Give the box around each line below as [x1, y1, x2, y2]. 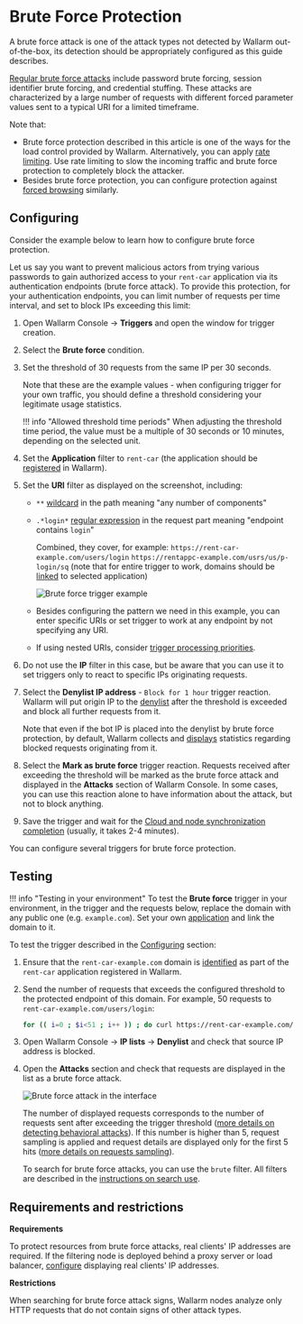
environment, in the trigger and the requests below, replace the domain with [9, 902, 291, 913]
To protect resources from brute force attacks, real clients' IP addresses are [9, 1241, 291, 1252]
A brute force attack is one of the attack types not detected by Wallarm [9, 36, 273, 47]
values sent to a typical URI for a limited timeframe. [9, 101, 199, 112]
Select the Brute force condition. [22, 345, 145, 355]
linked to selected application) [35, 570, 149, 581]
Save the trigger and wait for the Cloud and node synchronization [22, 815, 266, 826]
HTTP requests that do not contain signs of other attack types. [9, 1305, 242, 1316]
